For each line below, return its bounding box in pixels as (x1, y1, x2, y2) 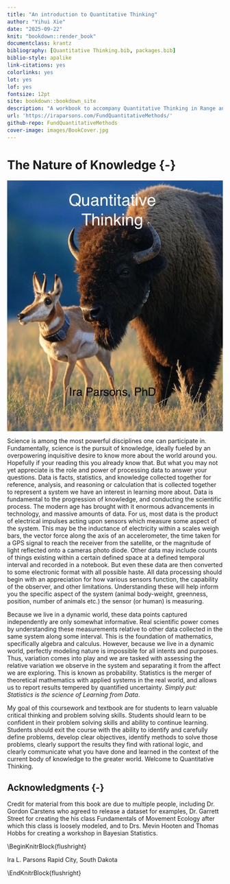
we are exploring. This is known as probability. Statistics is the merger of (7, 669, 212, 677)
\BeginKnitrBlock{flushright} (7, 842, 87, 850)
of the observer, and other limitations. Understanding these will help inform (7, 582, 219, 590)
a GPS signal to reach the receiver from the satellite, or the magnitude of (7, 538, 212, 547)
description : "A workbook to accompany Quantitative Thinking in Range (7, 105, 216, 112)
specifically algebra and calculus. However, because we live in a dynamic (7, 639, 214, 647)
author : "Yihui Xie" (7, 18, 66, 25)
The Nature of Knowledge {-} (7, 157, 177, 173)
